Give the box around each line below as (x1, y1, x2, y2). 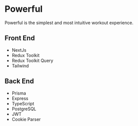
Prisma (11, 90, 27, 96)
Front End (4, 34, 35, 42)
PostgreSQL (11, 106, 36, 112)
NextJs (11, 47, 27, 53)
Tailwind (11, 63, 29, 68)
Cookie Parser (11, 116, 41, 122)
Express (11, 95, 29, 101)
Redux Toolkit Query (11, 58, 54, 63)
